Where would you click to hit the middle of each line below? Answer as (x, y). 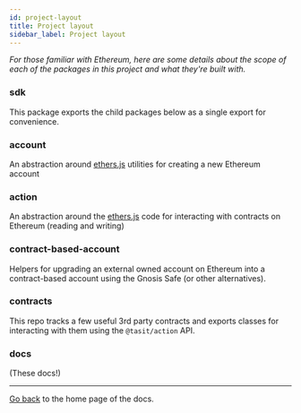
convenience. (34, 121)
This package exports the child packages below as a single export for (138, 112)
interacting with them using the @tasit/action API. (102, 330)
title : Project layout (52, 26)
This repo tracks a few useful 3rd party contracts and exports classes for (144, 321)
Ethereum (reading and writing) (67, 226)
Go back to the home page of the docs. (82, 399)
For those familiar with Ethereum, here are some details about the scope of (148, 60)
